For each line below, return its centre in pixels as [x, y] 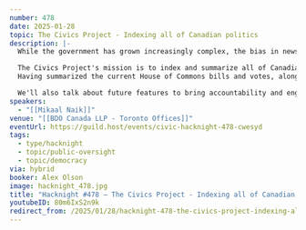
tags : [20, 135]
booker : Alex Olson [46, 177]
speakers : [28, 101]
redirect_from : [38, 211]
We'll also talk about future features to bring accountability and [150, 93]
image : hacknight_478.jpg [58, 186]
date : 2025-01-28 [42, 26]
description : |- [40, 43]
